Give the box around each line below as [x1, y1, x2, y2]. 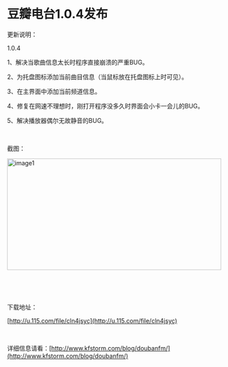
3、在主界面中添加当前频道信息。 [7, 87, 101, 95]
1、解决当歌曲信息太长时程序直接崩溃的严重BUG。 [7, 58, 149, 66]
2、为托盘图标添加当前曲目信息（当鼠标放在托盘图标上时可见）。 [7, 73, 188, 81]
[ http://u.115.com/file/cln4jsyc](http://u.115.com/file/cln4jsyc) [7, 316, 178, 324]
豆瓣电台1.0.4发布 [7, 6, 108, 22]
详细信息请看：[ [7, 344, 52, 352]
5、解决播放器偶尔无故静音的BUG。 [7, 116, 108, 124]
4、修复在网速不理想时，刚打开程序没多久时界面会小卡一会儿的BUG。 [7, 102, 204, 110]
